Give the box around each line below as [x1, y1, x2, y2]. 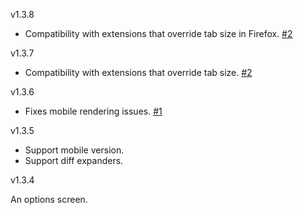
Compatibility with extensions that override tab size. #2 [24, 67, 253, 78]
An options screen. [10, 194, 88, 205]
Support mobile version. [24, 144, 125, 156]
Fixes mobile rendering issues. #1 [24, 105, 163, 117]
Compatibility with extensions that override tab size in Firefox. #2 [24, 28, 293, 39]
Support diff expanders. [24, 155, 124, 166]
